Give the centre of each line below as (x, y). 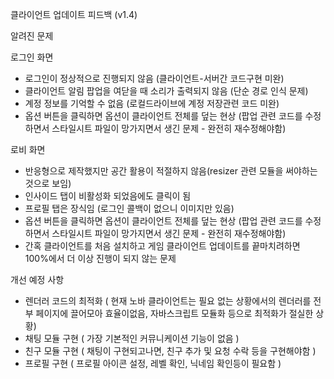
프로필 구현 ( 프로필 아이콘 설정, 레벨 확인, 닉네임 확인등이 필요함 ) (153, 363)
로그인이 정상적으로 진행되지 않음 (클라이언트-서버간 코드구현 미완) (154, 78)
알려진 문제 (32, 36)
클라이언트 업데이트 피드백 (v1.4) (74, 14)
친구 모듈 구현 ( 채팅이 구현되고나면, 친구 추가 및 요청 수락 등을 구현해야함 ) (170, 351)
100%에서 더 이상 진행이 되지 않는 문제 (100, 258)
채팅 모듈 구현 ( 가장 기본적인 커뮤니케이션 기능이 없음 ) (132, 338)
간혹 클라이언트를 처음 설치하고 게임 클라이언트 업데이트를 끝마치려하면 (162, 246)
